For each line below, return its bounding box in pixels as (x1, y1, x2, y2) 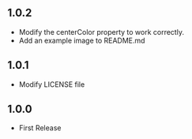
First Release (18, 123, 62, 133)
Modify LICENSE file (18, 79, 85, 89)
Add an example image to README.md (18, 36, 145, 45)
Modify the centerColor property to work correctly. (18, 27, 185, 36)
